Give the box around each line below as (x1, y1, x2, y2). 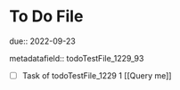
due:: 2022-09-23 (9, 36, 76, 46)
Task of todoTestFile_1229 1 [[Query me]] (21, 70, 172, 81)
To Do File (9, 6, 84, 27)
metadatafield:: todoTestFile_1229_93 (9, 53, 144, 63)
